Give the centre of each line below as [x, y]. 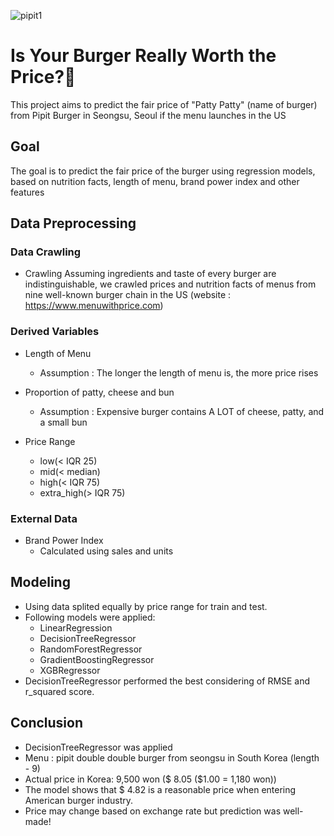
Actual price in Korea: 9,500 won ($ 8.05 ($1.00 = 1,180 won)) [150, 779]
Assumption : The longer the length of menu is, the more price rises [179, 372]
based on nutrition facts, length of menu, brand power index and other [155, 181]
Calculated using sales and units [106, 551]
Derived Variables [55, 332]
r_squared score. [59, 691]
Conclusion [47, 723]
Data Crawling [46, 252]
